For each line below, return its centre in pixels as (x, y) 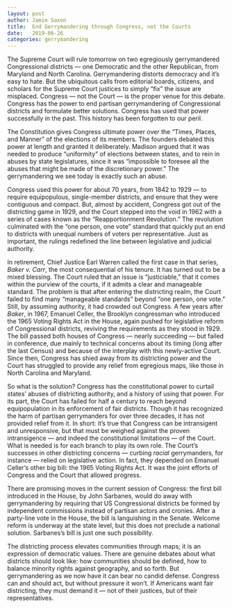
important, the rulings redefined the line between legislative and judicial (109, 241)
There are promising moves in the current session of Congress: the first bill (115, 489)
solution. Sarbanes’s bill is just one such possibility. (81, 533)
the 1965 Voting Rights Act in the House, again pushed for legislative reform (116, 321)
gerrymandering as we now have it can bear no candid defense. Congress (114, 576)
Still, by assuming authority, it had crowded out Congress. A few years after (115, 307)
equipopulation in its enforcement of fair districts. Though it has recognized (115, 409)
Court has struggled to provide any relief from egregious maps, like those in (116, 366)
